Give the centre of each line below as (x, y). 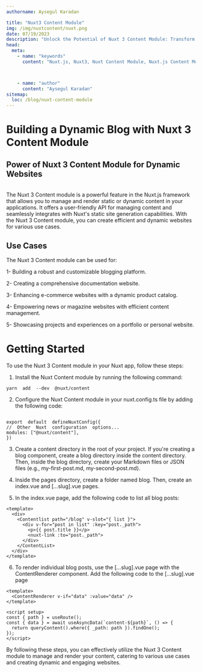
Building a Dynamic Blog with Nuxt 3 (99, 130)
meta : (19, 51)
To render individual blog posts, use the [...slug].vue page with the (97, 567)
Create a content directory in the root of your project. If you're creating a (105, 449)
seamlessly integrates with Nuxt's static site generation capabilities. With (97, 214)
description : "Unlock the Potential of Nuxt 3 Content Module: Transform (101, 40)
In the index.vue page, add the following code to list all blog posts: (97, 498)
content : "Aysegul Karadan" (57, 89)
